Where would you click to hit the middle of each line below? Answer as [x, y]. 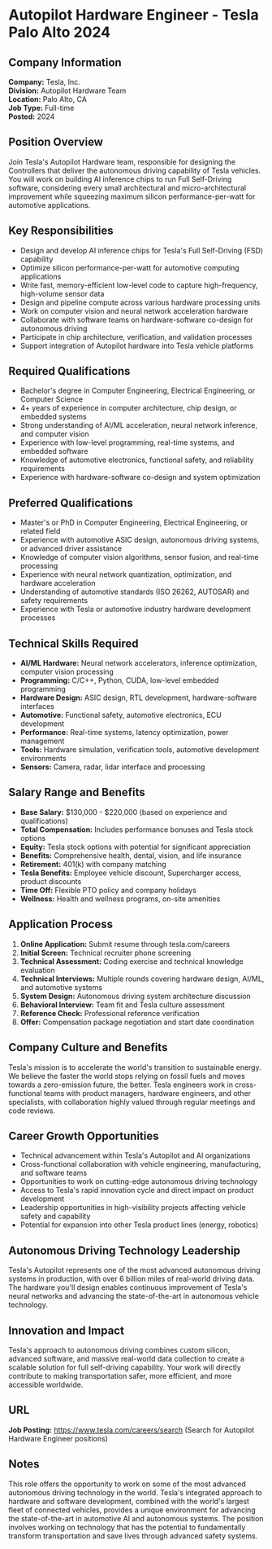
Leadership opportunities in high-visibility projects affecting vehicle [133, 1208]
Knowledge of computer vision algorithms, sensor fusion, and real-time [139, 557]
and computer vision [54, 434]
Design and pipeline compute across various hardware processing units [140, 302]
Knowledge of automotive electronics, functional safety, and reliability [137, 460]
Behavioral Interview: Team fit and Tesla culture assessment [122, 1005]
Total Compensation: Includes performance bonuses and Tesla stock [137, 830]
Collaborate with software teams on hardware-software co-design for [136, 319]
